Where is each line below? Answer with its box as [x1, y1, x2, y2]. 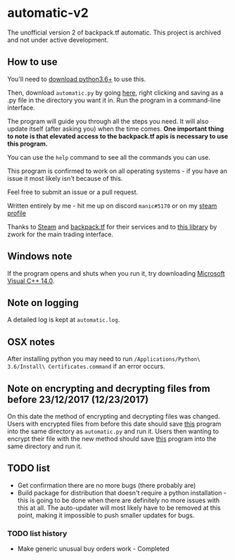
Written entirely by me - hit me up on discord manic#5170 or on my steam [7, 201, 217, 210]
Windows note [7, 250, 72, 262]
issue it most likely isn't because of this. [7, 174, 123, 182]
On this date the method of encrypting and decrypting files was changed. [7, 412, 220, 420]
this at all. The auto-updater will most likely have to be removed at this [17, 503, 221, 511]
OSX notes [7, 336, 55, 348]
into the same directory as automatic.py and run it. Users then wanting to [7, 427, 220, 435]
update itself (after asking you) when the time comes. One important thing [7, 125, 224, 133]
